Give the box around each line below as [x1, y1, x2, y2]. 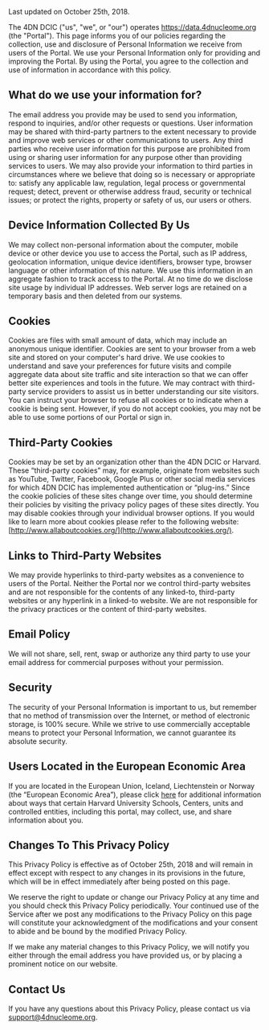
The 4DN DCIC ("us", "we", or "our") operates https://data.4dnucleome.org [8, 23, 257, 31]
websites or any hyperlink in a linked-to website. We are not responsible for [8, 596, 259, 605]
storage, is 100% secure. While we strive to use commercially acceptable [8, 719, 251, 728]
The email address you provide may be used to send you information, [8, 109, 238, 119]
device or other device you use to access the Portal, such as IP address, [8, 248, 247, 258]
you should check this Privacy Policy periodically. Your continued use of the [8, 901, 259, 911]
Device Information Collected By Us [8, 219, 190, 232]
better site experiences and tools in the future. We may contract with [8, 378, 235, 388]
